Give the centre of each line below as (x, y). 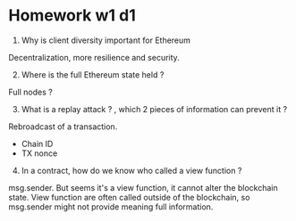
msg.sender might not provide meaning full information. (111, 207)
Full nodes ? (30, 92)
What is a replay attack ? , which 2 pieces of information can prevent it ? (154, 109)
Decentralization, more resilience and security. (94, 57)
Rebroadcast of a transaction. (63, 127)
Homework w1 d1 (72, 16)
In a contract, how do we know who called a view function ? (131, 170)
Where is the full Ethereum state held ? (93, 74)
